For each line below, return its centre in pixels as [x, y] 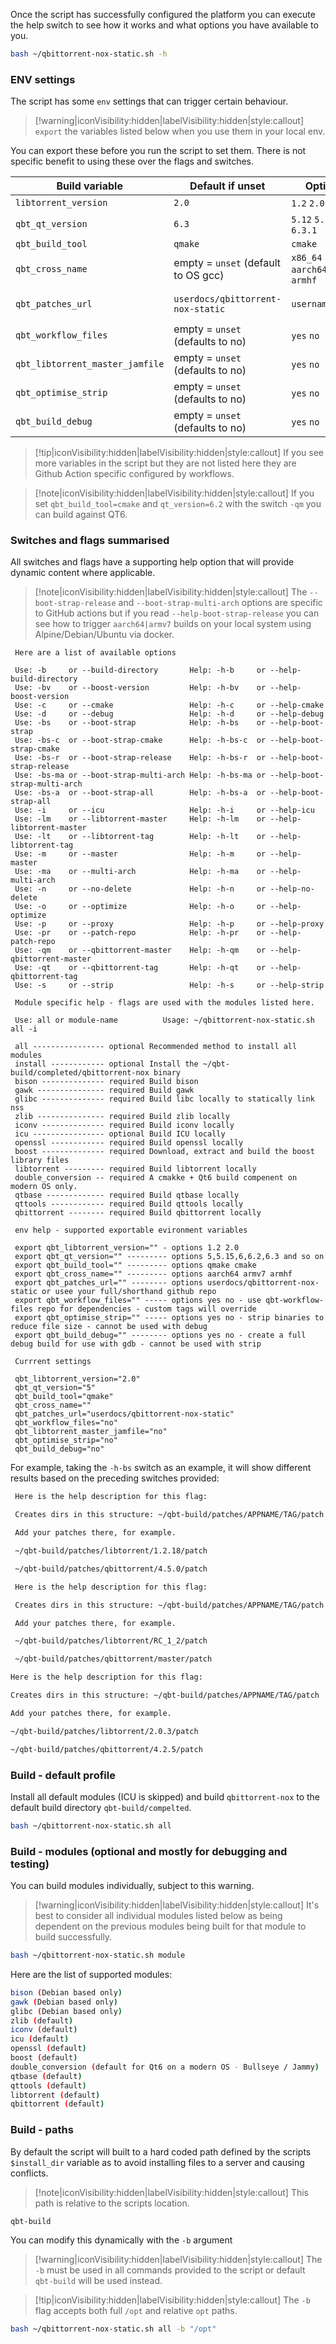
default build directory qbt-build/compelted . [101, 1807]
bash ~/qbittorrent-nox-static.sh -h [89, 54]
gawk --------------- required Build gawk [104, 1090]
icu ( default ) [40, 2039]
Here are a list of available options [95, 653]
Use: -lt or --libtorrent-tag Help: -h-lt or [140, 837]
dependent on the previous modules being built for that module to [170, 1926]
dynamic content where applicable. [83, 573]
